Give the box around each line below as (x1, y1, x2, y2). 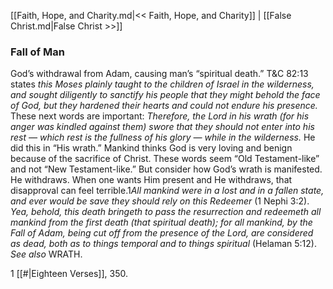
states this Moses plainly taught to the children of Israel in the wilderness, (10, 78, 315, 90)
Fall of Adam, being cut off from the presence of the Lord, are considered (10, 227, 314, 239)
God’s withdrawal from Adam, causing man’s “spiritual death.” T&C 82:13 (10, 68, 309, 80)
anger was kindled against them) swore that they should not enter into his (10, 121, 315, 133)
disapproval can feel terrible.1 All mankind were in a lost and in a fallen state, (10, 185, 325, 197)
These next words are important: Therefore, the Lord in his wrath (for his (10, 110, 310, 122)
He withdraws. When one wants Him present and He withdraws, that (10, 174, 293, 186)
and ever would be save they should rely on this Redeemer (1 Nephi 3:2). (10, 195, 310, 207)
